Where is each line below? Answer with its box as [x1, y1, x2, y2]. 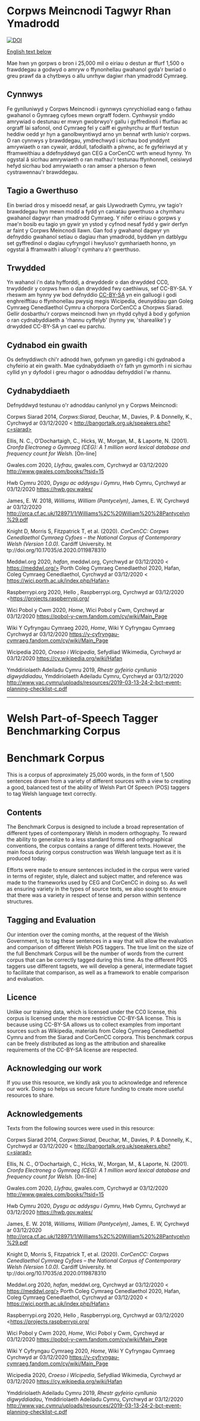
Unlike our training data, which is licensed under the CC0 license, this [7, 1008, 177, 1015]
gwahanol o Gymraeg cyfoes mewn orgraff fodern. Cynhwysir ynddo [7, 111, 176, 118]
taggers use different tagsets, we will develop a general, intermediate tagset [7, 962, 193, 970]
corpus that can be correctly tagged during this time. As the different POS [7, 956, 188, 963]
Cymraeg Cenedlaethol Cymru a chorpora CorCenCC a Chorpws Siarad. [7, 304, 183, 311]
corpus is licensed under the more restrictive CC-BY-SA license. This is [7, 1014, 182, 1021]
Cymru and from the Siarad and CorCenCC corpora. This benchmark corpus [7, 1033, 193, 1040]
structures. [7, 898, 33, 905]
